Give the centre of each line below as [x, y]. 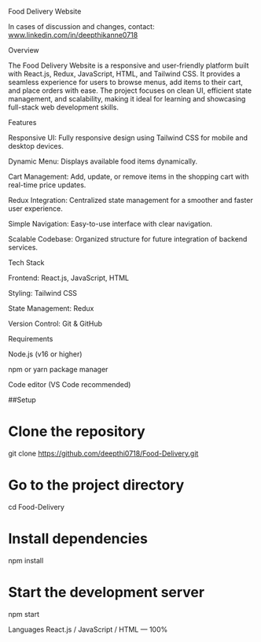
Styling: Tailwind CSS [42, 293]
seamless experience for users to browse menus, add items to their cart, [126, 82]
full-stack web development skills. [64, 107]
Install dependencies [78, 539]
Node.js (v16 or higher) [45, 354]
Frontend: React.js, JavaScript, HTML [69, 278]
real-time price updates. [47, 185]
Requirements [31, 339]
